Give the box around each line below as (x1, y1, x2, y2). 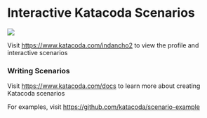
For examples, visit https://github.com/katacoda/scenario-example (7, 103, 200, 111)
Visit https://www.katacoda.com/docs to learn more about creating (7, 82, 201, 90)
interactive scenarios (7, 48, 68, 57)
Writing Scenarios (7, 66, 70, 75)
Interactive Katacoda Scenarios (7, 5, 195, 21)
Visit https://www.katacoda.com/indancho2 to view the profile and (7, 40, 199, 50)
